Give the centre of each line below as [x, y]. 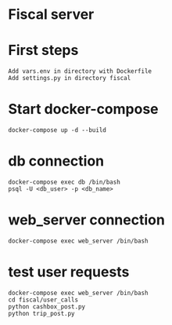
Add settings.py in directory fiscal [70, 79]
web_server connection [87, 220]
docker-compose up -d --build [57, 130]
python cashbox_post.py [47, 307]
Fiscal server [51, 15]
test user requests [69, 272]
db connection [56, 161]
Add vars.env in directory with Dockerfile [80, 71]
